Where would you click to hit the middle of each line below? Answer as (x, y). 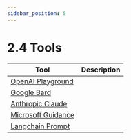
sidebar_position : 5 (37, 13)
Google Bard (31, 92)
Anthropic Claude (39, 103)
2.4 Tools (34, 47)
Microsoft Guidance (42, 114)
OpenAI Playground (42, 81)
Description (101, 70)
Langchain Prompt (40, 126)
